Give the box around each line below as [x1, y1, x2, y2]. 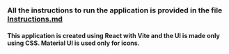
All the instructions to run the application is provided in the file [7, 6, 223, 15]
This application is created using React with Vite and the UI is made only [7, 31, 221, 39]
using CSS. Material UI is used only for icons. [7, 39, 140, 47]
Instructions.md [7, 14, 63, 24]
